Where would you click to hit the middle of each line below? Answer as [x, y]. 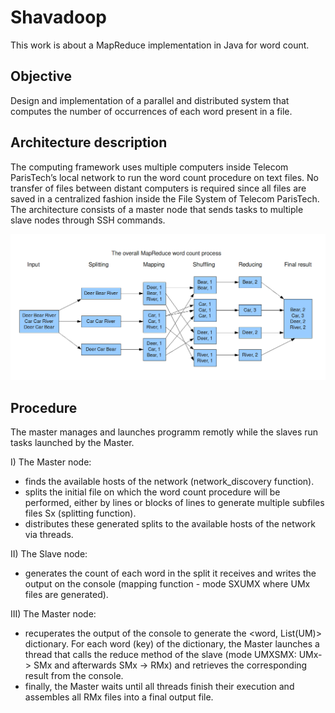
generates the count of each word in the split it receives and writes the [170, 573]
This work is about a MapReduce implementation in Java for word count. [160, 45]
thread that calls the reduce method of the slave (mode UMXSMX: [160, 655]
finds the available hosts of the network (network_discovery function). [169, 482]
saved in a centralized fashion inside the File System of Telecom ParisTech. [165, 198]
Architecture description [89, 142]
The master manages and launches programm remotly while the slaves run [164, 432]
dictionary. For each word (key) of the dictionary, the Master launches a [172, 644]
